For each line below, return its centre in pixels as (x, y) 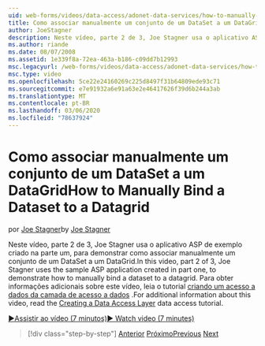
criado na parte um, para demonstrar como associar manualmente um (122, 252)
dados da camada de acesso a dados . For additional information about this (129, 294)
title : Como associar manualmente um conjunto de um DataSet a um (119, 23)
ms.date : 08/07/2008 (42, 52)
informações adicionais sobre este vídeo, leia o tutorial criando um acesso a (132, 286)
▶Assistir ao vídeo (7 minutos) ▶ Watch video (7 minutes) (101, 318)
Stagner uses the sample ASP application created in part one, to (112, 270)
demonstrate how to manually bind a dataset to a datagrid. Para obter (121, 277)
